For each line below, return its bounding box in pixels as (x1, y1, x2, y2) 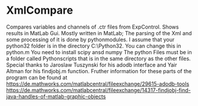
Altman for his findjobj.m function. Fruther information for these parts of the (6, 67, 192, 74)
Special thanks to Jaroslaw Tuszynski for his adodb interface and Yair (6, 61, 177, 68)
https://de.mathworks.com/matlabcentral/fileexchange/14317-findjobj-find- (6, 86, 191, 93)
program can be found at (6, 74, 67, 81)
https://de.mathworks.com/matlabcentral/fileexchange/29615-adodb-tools (6, 80, 190, 87)
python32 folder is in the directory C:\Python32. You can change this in (6, 42, 181, 49)
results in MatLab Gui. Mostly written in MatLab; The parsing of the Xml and (6, 29, 192, 36)
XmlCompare (6, 4, 73, 17)
